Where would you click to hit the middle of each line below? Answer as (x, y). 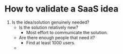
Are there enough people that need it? (57, 38)
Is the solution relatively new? (48, 27)
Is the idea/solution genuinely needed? (50, 22)
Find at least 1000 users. (51, 42)
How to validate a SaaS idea (61, 9)
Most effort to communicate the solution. (67, 32)
